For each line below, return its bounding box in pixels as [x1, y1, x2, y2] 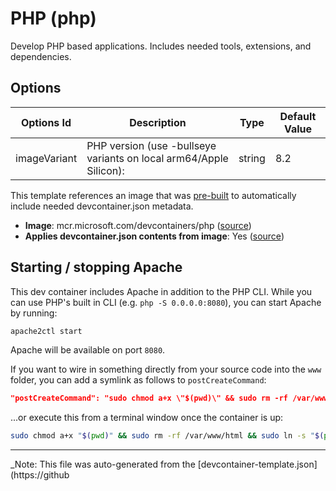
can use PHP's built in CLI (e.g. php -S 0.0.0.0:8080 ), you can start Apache [10, 296, 322, 308]
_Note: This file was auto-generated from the [10, 458, 196, 471]
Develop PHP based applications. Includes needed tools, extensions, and [10, 40, 312, 52]
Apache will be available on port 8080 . [10, 344, 166, 356]
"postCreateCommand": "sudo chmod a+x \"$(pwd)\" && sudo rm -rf [10, 393, 289, 404]
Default [279, 109, 317, 123]
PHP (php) [10, 7, 97, 30]
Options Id [20, 115, 72, 129]
